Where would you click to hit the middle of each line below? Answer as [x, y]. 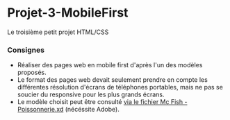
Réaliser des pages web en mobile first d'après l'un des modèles [110, 65]
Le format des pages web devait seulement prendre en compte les [113, 80]
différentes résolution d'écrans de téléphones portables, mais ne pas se [120, 87]
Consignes [26, 50]
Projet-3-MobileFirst [68, 13]
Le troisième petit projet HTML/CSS [58, 32]
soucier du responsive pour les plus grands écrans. [91, 94]
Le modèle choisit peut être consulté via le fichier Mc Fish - [102, 102]
